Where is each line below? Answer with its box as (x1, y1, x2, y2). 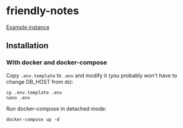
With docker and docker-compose (6, 58, 108, 67)
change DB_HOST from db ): (6, 78, 74, 85)
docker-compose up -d (6, 116, 60, 122)
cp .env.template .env (6, 90, 62, 96)
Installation (6, 41, 49, 51)
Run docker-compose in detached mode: (6, 105, 107, 112)
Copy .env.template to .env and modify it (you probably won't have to (6, 72, 178, 79)
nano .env (6, 94, 31, 101)
